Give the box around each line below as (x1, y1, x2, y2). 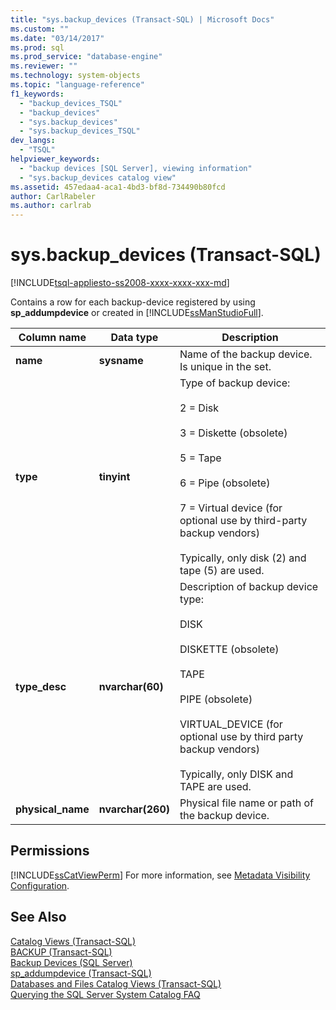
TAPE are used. (179, 780, 252, 794)
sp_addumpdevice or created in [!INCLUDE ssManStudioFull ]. (10, 307, 264, 319)
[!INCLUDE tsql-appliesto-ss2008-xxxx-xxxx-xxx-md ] (10, 277, 230, 289)
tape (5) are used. (179, 564, 265, 578)
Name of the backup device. (179, 347, 313, 361)
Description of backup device (179, 580, 319, 594)
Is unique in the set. (179, 360, 272, 374)
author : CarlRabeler (10, 191, 97, 201)
